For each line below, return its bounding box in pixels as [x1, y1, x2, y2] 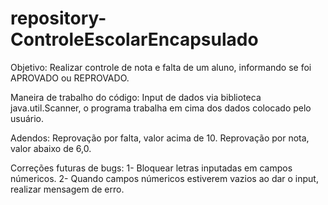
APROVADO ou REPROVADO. [10, 72, 130, 84]
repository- [10, 7, 107, 30]
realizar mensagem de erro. [10, 183, 125, 195]
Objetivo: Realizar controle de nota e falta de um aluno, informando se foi [10, 61, 312, 73]
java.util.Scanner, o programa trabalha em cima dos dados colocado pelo [10, 102, 312, 114]
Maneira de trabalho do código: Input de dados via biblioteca [10, 91, 262, 103]
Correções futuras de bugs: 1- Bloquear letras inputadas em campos [10, 162, 293, 174]
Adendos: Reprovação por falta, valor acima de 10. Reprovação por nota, [10, 132, 310, 144]
